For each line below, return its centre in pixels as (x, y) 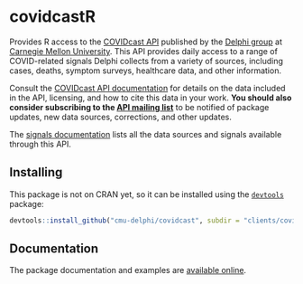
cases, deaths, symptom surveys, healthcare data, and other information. (146, 71)
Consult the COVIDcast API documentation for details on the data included (147, 88)
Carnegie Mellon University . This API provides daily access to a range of (143, 51)
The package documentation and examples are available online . (128, 270)
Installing (36, 172)
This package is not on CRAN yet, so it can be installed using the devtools (147, 194)
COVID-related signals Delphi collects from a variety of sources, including (147, 61)
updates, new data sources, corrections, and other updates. (120, 117)
